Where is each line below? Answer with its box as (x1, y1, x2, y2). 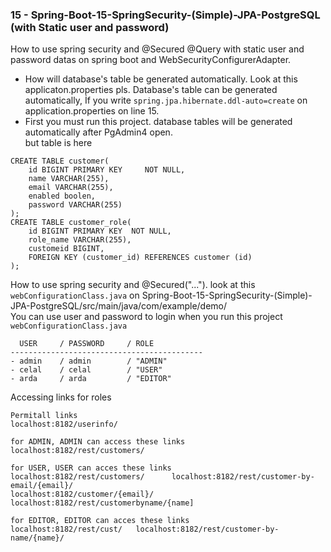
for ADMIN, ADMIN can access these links (10, 437, 186, 447)
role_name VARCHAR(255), (28, 235, 132, 245)
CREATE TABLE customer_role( (10, 218, 132, 228)
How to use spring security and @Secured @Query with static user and (10, 43, 305, 55)
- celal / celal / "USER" (10, 365, 163, 375)
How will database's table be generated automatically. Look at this (24, 73, 298, 85)
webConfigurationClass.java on (10, 289, 140, 302)
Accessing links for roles (10, 391, 112, 403)
